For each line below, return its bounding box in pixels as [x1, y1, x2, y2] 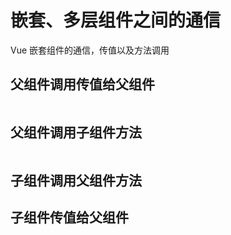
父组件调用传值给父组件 [10, 76, 155, 93]
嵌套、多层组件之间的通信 [10, 9, 222, 32]
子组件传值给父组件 [10, 209, 129, 226]
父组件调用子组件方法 [10, 124, 142, 141]
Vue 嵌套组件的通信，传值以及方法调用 [10, 44, 170, 56]
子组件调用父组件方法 [10, 172, 142, 189]
